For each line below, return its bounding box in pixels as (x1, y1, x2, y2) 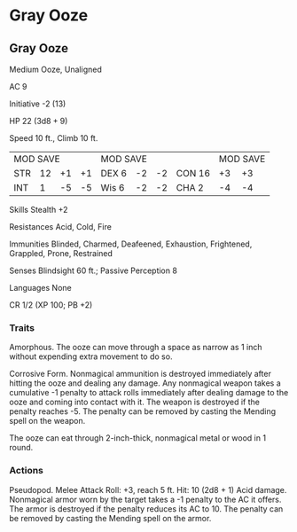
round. (9, 442, 34, 453)
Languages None (9, 283, 73, 293)
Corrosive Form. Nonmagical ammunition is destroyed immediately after (9, 369, 272, 379)
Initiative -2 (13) (9, 98, 66, 109)
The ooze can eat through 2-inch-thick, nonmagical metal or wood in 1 (9, 433, 267, 443)
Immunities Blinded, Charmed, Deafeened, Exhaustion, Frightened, (9, 239, 253, 249)
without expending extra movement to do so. (9, 351, 173, 362)
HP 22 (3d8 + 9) (9, 116, 68, 126)
